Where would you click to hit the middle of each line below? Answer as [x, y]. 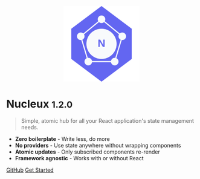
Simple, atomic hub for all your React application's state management [108, 120]
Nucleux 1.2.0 [40, 104]
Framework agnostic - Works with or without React [79, 158]
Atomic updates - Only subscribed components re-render [87, 152]
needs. [30, 127]
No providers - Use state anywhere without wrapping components [98, 145]
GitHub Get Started [30, 170]
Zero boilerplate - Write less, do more [62, 138]
